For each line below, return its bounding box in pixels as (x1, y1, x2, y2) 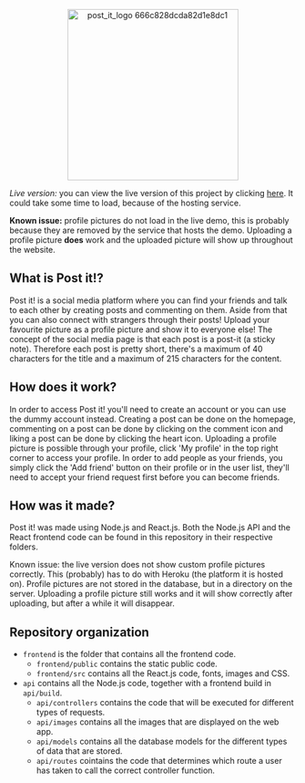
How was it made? (9, 498, 116, 514)
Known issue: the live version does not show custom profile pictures (9, 559, 266, 570)
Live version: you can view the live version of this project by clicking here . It (9, 188, 294, 198)
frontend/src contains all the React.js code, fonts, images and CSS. (36, 668, 290, 679)
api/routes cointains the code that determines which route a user (36, 756, 282, 767)
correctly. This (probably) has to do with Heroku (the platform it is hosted (9, 569, 284, 579)
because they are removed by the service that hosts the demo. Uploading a (9, 224, 293, 235)
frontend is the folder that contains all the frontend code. (22, 649, 237, 660)
